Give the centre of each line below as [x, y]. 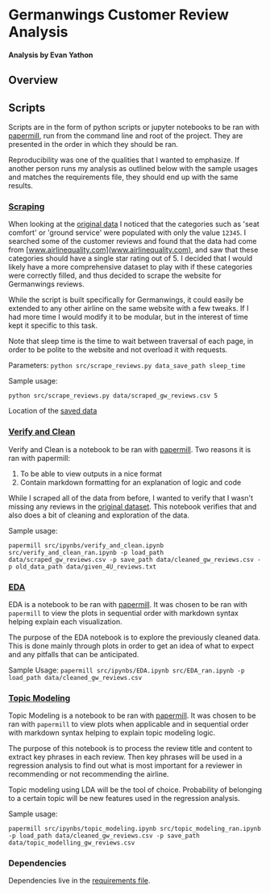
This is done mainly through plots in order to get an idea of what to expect [131, 646]
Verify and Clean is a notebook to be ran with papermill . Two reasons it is [130, 449]
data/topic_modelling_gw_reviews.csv [72, 843]
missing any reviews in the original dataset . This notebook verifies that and [133, 506]
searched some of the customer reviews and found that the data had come [133, 241]
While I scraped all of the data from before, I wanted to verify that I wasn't [131, 497]
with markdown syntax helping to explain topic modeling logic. [112, 733]
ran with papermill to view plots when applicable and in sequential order [129, 724]
